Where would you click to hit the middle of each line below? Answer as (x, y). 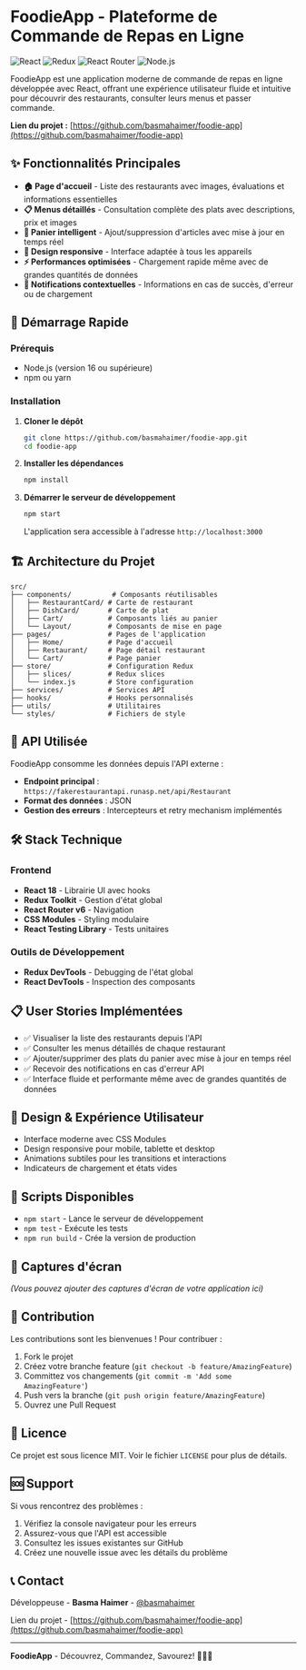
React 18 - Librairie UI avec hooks (87, 890)
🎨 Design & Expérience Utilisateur (107, 1118)
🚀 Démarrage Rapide (70, 323)
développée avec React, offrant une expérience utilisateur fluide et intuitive (151, 88)
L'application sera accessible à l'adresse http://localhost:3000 (143, 532)
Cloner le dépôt (53, 421)
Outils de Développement (68, 952)
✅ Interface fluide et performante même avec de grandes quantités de (155, 1079)
